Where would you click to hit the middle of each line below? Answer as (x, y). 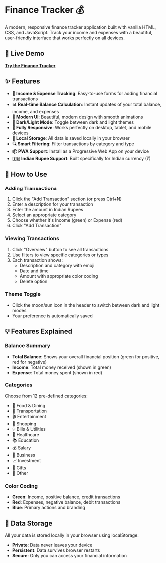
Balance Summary (28, 346)
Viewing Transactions (32, 239)
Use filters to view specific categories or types (60, 255)
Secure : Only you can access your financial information (70, 555)
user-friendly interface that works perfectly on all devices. (65, 38)
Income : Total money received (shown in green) (62, 367)
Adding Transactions (31, 188)
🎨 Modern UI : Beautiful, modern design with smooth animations (78, 117)
